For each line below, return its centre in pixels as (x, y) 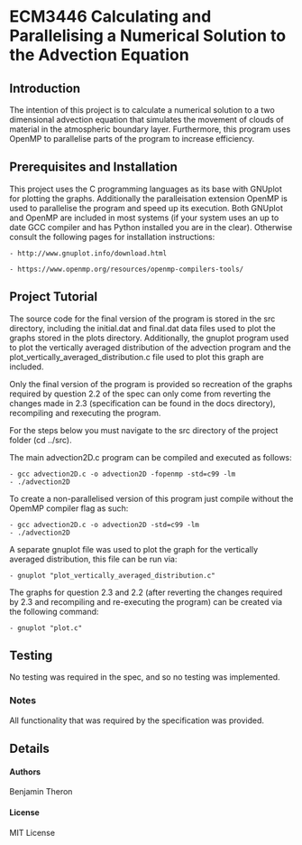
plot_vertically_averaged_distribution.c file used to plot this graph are (137, 357)
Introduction (45, 88)
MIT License (32, 832)
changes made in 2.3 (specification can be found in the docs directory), (142, 403)
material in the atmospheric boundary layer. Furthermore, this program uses (150, 129)
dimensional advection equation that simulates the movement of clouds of (146, 120)
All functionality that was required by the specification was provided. (137, 720)
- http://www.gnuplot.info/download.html (88, 253)
